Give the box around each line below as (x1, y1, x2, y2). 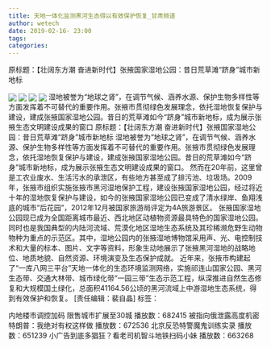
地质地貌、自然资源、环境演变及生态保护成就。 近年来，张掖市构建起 (22, 253, 251, 263)
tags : (8, 34, 27, 43)
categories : (8, 42, 48, 50)
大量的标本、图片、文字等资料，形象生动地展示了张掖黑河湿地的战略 (22, 243, 248, 253)
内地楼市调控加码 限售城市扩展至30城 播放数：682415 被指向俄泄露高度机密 (8, 311, 260, 321)
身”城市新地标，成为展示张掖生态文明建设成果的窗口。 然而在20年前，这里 (8, 163, 256, 172)
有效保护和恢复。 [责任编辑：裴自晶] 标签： (15, 293, 160, 303)
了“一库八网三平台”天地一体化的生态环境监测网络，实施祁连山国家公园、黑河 (8, 263, 262, 273)
